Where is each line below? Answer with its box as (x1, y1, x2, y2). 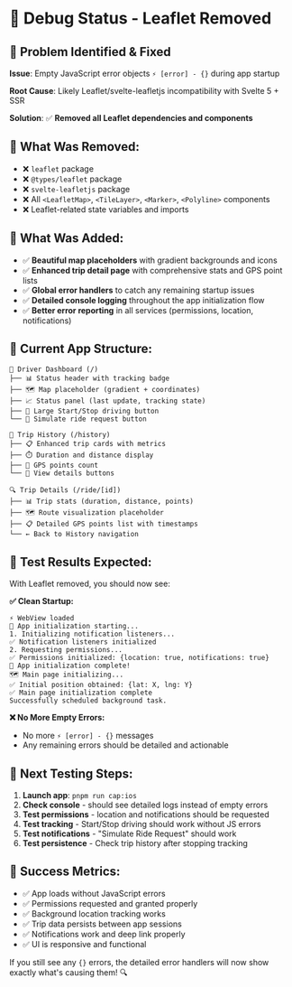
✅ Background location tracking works (22, 908, 167, 919)
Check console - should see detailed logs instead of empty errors (22, 799, 269, 811)
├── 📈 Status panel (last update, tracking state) (9, 396, 206, 405)
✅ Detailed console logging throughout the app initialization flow (22, 294, 265, 305)
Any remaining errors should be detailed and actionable (22, 740, 229, 750)
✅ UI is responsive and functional (22, 938, 147, 949)
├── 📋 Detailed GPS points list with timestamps (9, 519, 198, 529)
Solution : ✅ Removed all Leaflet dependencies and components (9, 113, 254, 123)
